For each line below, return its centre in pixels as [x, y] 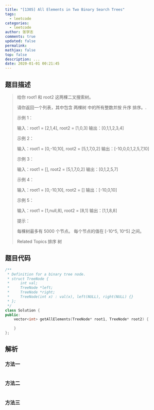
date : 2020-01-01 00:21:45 [32, 64]
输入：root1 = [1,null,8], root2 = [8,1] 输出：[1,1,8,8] [67, 210]
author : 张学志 [19, 32]
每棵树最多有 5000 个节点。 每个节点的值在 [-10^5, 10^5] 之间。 [80, 231]
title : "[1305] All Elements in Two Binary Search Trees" [65, 9]
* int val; [22, 283]
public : [13, 315]
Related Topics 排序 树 [39, 241]
